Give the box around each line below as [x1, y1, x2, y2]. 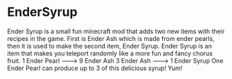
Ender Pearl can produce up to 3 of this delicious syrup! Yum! [7, 64, 183, 72]
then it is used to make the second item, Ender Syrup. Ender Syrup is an [7, 42, 213, 50]
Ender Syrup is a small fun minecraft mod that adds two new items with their [7, 27, 225, 35]
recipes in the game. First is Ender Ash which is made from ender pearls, [7, 34, 215, 42]
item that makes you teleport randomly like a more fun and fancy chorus [7, 49, 213, 58]
